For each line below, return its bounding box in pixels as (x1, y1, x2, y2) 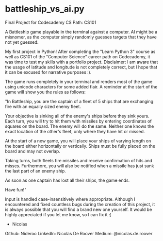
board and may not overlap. (5, 148, 61, 154)
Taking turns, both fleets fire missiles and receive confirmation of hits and (5, 157, 152, 163)
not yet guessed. (5, 39, 39, 45)
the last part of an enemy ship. (5, 168, 66, 173)
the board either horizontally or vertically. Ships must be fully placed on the (5, 143, 155, 149)
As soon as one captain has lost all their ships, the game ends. (5, 177, 130, 183)
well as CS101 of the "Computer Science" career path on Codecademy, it (5, 53, 150, 59)
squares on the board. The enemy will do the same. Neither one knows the (5, 123, 154, 129)
